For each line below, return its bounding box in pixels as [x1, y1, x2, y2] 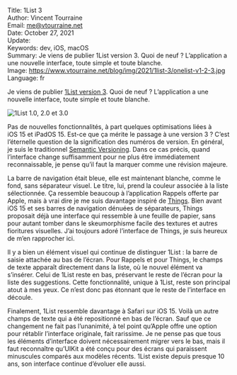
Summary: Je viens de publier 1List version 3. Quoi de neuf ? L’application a [7, 51, 228, 60]
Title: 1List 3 [7, 6, 42, 14]
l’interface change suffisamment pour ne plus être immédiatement [7, 152, 200, 161]
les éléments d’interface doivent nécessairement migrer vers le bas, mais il [7, 337, 225, 345]
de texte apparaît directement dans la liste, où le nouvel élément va [7, 263, 203, 272]
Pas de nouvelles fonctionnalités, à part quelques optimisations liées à [7, 123, 212, 130]
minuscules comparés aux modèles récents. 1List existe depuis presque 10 [7, 352, 225, 360]
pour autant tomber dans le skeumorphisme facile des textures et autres [7, 219, 218, 228]
